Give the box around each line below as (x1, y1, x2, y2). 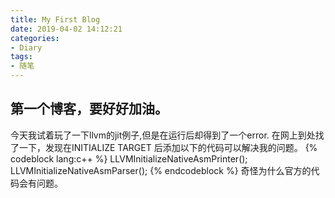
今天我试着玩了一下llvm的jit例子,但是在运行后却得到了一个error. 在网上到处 (10, 129, 316, 141)
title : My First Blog (10, 14, 101, 25)
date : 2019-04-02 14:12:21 (10, 24, 123, 34)
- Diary (10, 42, 43, 53)
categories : (10, 33, 60, 43)
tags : (10, 52, 33, 62)
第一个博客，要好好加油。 (10, 101, 168, 118)
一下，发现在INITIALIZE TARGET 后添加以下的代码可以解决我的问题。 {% (18, 141, 318, 153)
